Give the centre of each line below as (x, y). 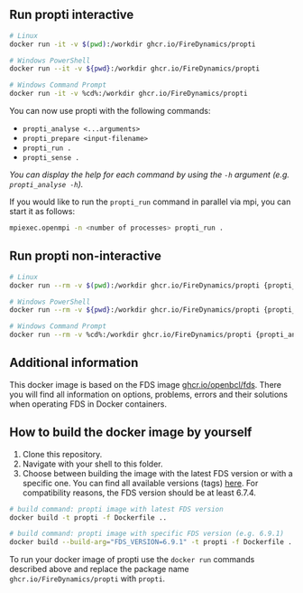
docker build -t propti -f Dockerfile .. (88, 518)
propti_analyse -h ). (46, 184)
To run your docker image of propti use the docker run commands (132, 560)
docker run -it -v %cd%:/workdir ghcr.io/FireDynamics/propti (129, 94)
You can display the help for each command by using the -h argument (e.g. (150, 174)
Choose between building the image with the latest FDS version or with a (157, 473)
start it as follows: (42, 212)
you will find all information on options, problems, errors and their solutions (149, 394)
